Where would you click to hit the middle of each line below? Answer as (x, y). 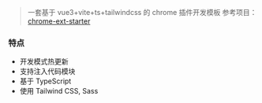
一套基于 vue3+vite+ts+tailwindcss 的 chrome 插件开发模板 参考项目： (142, 12)
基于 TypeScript (45, 81)
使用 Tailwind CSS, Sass (59, 91)
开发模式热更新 (44, 61)
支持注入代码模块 (47, 72)
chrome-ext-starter (59, 21)
